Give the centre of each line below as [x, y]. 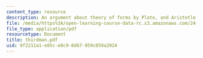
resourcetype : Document [36, 34]
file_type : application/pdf [42, 29]
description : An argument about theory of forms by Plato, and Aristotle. [102, 18]
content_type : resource [36, 12]
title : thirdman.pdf [32, 40]
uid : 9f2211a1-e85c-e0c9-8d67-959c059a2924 [62, 46]
